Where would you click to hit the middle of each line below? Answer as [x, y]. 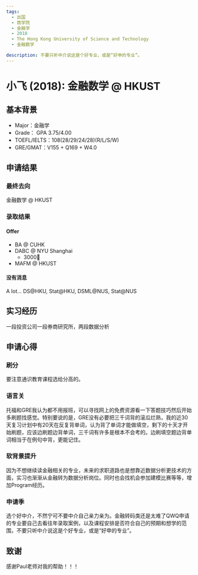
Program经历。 [29, 485]
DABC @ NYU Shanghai [43, 251]
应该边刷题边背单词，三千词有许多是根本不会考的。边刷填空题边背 [106, 432]
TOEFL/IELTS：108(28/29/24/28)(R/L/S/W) [67, 140]
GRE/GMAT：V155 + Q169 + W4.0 [56, 147]
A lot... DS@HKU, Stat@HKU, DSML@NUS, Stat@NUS [72, 291]
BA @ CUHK [30, 244]
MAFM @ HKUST [36, 263]
